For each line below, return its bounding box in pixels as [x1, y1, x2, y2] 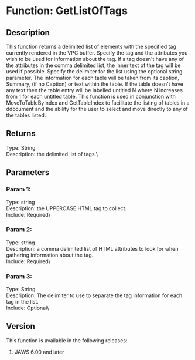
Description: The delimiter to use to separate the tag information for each [6, 292, 183, 299]
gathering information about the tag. [6, 251, 94, 258]
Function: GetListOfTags [6, 4, 128, 18]
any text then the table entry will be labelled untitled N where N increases [6, 87, 183, 93]
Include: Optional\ [6, 304, 49, 312]
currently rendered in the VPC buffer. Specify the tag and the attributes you [6, 49, 188, 56]
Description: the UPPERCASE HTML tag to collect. [6, 204, 127, 212]
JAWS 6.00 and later [14, 348, 64, 355]
